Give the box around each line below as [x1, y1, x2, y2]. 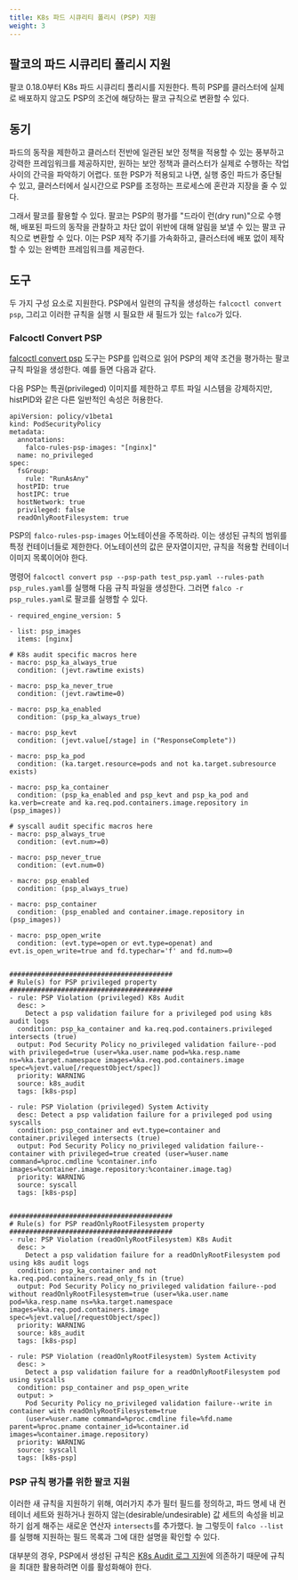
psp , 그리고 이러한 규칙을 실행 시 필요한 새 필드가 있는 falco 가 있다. [9, 308, 242, 319]
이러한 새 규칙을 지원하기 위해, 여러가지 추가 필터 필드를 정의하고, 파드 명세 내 [9, 1498, 278, 1509]
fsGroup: [17, 467, 50, 476]
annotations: [17, 436, 66, 445]
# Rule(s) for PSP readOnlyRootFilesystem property [9, 1220, 205, 1229]
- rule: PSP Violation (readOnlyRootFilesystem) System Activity [9, 1352, 256, 1362]
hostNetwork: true [17, 498, 86, 507]
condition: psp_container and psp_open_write [17, 1383, 189, 1393]
